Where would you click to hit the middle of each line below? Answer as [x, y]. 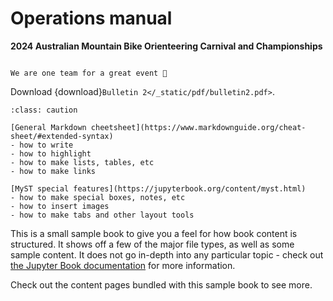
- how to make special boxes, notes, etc [98, 197]
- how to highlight [51, 153]
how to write [46, 145]
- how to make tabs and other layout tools [102, 215]
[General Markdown [48, 127]
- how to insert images [60, 206]
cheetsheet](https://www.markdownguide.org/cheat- [198, 127]
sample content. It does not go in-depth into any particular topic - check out [167, 254]
